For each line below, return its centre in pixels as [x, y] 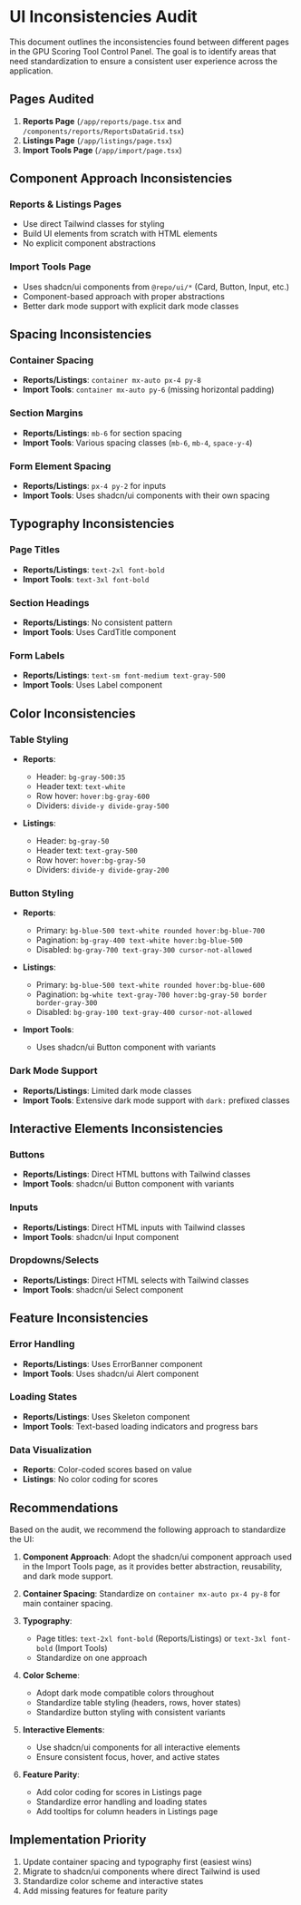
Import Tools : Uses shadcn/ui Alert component [111, 1373]
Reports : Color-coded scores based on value [107, 1470]
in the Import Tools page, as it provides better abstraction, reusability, [152, 1566]
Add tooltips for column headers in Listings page [127, 1811]
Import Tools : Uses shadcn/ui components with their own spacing [146, 495]
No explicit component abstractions [89, 243]
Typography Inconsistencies [92, 524]
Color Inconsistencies [73, 713]
